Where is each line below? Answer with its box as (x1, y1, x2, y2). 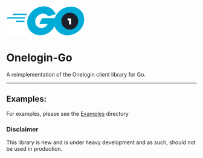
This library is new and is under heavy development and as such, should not (6, 139, 196, 146)
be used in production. (6, 145, 63, 153)
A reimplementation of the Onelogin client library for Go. (6, 71, 146, 78)
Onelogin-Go (6, 51, 72, 65)
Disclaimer (6, 125, 39, 133)
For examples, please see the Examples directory (6, 110, 129, 117)
